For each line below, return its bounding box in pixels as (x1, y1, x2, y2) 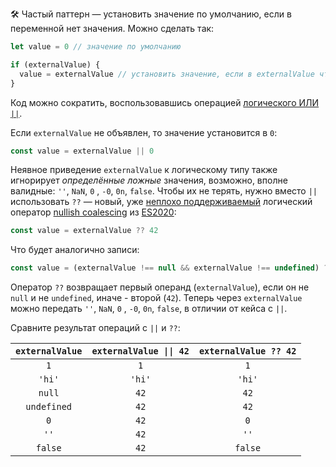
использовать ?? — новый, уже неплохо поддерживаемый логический (10, 196, 313, 208)
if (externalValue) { (10, 59, 101, 70)
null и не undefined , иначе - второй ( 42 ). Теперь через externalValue (10, 292, 303, 304)
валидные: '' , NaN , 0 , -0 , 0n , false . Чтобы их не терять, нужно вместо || (10, 185, 318, 197)
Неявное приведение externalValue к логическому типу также (10, 164, 278, 176)
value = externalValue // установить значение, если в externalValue (19, 69, 315, 79)
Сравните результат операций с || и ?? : (10, 322, 181, 334)
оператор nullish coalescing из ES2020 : (10, 206, 177, 218)
